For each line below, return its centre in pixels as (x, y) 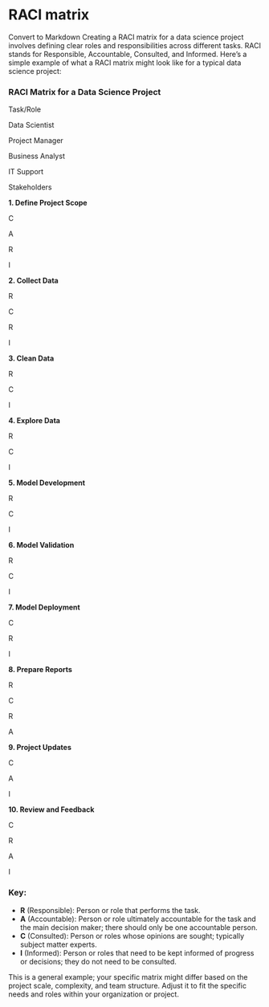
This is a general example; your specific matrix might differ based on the (128, 976)
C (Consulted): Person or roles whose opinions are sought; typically (132, 936)
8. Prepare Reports (40, 670)
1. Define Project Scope (48, 203)
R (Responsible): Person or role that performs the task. (110, 910)
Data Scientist (31, 125)
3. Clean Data (31, 358)
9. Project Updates (40, 748)
